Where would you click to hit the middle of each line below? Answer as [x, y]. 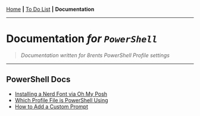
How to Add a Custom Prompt [51, 106]
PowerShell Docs [38, 79]
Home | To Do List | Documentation [50, 9]
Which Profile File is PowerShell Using [61, 100]
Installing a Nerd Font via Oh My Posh [61, 94]
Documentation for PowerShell [82, 39]
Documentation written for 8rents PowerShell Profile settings [95, 55]
